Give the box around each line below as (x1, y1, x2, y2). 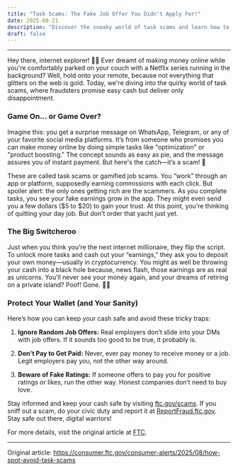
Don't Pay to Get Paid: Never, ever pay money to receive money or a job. (17, 349, 230, 358)
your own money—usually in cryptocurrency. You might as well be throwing (7, 258, 228, 266)
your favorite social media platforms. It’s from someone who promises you (7, 135, 224, 144)
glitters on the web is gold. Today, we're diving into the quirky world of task (7, 79, 227, 87)
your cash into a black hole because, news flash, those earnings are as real (7, 265, 227, 273)
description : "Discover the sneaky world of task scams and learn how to (7, 23, 230, 30)
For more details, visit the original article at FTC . (7, 428, 147, 436)
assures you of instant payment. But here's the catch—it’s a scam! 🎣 (7, 157, 207, 166)
